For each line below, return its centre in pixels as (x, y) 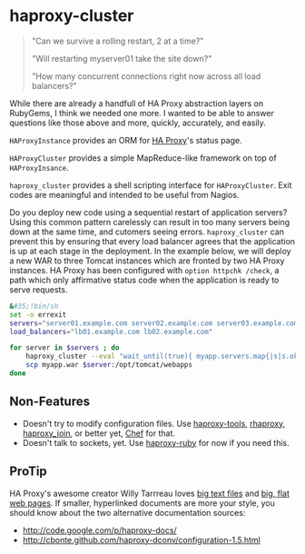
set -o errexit (38, 314)
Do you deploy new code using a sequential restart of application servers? (148, 212)
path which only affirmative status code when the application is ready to (144, 280)
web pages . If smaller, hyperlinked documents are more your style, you (142, 503)
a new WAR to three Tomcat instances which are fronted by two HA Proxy (147, 261)
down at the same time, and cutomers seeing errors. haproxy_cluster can (147, 232)
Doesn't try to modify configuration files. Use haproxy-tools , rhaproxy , (154, 423)
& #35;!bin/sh (34, 306)
